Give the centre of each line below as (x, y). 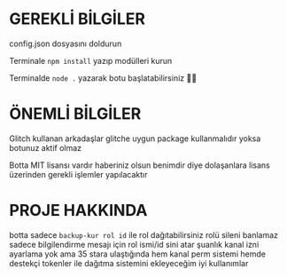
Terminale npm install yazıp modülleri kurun (91, 60)
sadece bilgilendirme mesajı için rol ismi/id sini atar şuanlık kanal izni (134, 244)
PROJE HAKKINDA (78, 211)
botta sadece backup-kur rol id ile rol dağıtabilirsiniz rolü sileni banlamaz (144, 234)
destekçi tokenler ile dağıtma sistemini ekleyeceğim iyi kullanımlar (129, 263)
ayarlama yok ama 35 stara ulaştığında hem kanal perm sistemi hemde (137, 254)
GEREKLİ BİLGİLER (78, 19)
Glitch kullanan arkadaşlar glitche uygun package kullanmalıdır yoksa (135, 138)
